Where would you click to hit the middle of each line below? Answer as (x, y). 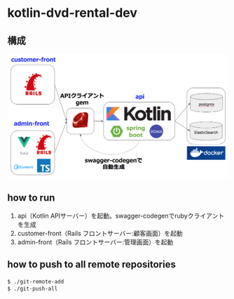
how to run (31, 198)
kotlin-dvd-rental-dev (73, 13)
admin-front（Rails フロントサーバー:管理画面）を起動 (95, 242)
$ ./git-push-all (33, 288)
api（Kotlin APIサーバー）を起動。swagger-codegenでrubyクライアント (121, 215)
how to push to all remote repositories (92, 265)
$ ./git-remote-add (36, 281)
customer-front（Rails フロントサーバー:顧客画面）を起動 (100, 233)
